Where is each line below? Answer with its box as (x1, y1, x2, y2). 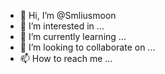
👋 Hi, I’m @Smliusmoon (19, 10, 117, 21)
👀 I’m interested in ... (19, 20, 105, 32)
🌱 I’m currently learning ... (19, 31, 127, 42)
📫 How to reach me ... (19, 53, 113, 64)
